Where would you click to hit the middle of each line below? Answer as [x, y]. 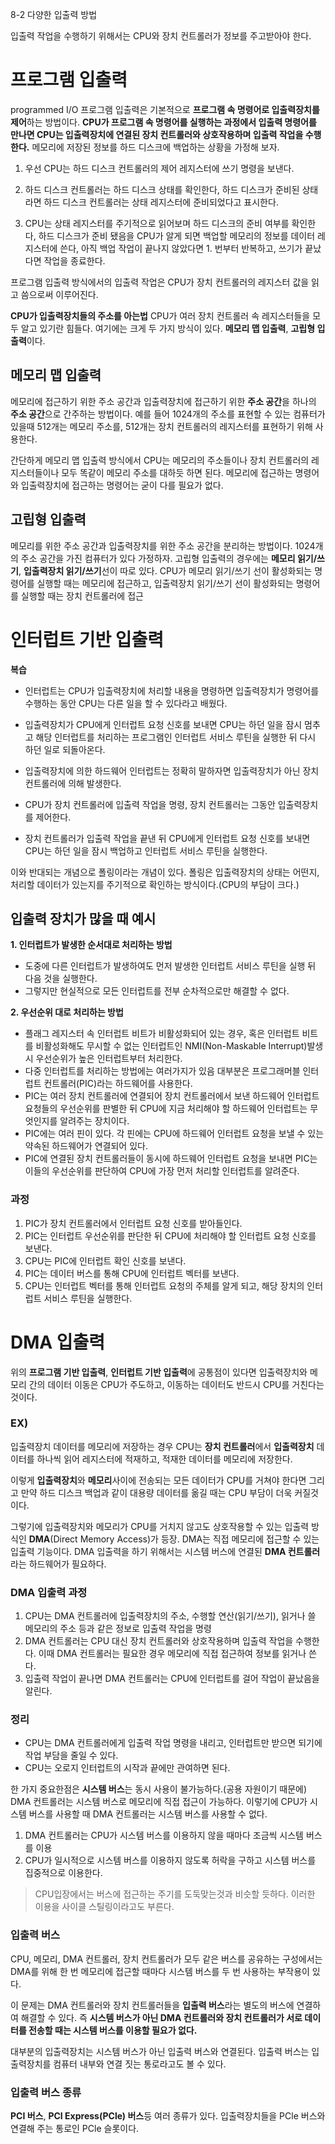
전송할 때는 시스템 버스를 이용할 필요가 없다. [113, 2030]
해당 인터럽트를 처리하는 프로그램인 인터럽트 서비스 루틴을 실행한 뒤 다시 [176, 737]
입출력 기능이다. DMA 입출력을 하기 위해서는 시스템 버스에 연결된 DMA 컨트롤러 [165, 1551]
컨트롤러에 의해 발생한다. [73, 783]
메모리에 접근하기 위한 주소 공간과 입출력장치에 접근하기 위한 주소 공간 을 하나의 [163, 401]
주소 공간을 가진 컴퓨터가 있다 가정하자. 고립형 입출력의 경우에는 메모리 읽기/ [169, 558]
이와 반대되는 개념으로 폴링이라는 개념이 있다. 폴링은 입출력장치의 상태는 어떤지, [165, 872]
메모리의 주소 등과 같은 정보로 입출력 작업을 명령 [118, 1629]
